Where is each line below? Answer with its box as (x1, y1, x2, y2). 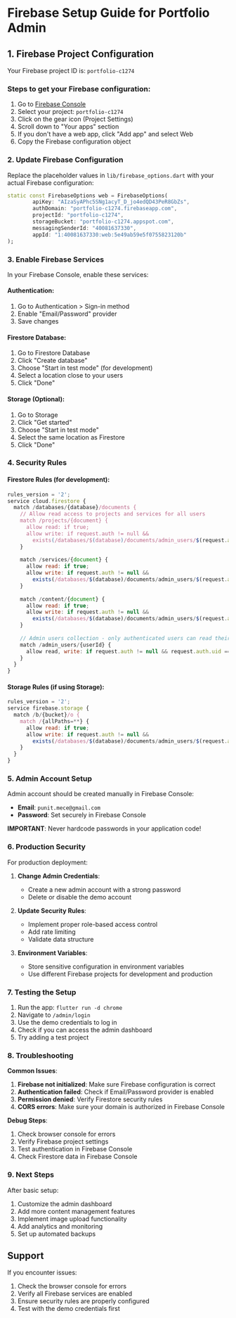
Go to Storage (17, 410, 58, 419)
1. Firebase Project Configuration (7, 48, 155, 60)
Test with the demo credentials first (17, 1305, 121, 1313)
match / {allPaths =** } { (20, 717, 90, 725)
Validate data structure (27, 935, 94, 943)
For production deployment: (7, 858, 88, 866)
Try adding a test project (17, 1032, 89, 1042)
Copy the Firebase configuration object (17, 137, 131, 146)
